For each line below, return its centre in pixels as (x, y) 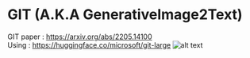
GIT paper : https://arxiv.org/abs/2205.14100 (80, 37)
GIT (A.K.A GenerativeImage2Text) (125, 15)
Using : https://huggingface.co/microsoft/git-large (89, 44)
